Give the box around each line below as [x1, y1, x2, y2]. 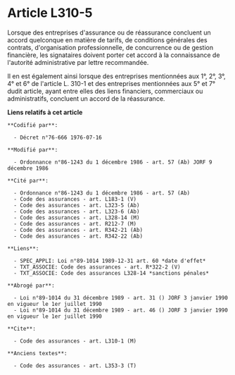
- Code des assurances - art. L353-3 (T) [13, 362, 137, 369]
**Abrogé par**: [7, 282, 55, 289]
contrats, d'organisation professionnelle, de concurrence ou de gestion [7, 43, 213, 51]
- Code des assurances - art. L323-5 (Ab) [13, 202, 140, 209]
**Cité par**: [7, 177, 49, 184]
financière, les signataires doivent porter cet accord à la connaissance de [7, 51, 220, 59]
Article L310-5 [7, 5, 93, 21]
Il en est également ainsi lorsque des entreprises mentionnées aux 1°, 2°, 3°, [7, 72, 227, 80]
